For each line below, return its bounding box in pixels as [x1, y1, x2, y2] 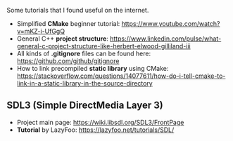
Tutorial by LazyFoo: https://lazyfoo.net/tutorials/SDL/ [16, 126, 175, 134]
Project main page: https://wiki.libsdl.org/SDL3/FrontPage [16, 118, 184, 126]
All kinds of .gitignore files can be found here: [16, 49, 151, 58]
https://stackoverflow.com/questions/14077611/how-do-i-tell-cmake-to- [16, 72, 226, 80]
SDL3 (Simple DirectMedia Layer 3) [6, 100, 163, 112]
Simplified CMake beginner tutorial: [16, 20, 120, 27]
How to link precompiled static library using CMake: [16, 65, 169, 72]
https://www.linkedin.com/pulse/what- [109, 34, 222, 43]
